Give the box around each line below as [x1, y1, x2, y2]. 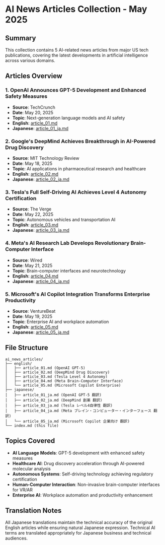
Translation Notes [5, 506, 62, 515]
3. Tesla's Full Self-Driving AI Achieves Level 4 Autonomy [5, 189, 147, 196]
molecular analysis [12, 466, 51, 472]
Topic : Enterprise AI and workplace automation [12, 319, 109, 325]
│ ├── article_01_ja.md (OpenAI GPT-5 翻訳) [5, 392, 102, 398]
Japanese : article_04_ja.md [12, 278, 70, 284]
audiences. [5, 535, 28, 542]
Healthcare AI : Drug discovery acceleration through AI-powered [12, 460, 145, 466]
